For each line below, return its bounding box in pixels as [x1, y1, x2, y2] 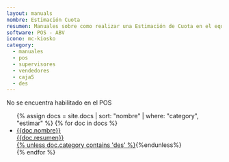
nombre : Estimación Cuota [6, 16, 80, 23]
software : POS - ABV [6, 29, 66, 36]
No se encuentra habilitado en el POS [6, 98, 112, 107]
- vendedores [12, 67, 50, 74]
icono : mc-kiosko [6, 36, 56, 42]
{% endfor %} [16, 148, 56, 157]
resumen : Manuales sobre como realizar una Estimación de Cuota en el [6, 23, 212, 29]
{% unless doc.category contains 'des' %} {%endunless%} [16, 141, 182, 149]
